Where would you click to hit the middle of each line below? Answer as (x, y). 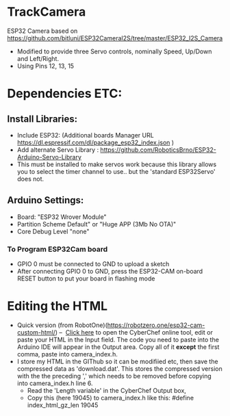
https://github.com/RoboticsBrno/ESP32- (158, 149)
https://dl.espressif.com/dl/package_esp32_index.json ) (95, 142)
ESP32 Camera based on (42, 31)
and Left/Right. (38, 58)
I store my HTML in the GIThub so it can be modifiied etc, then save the (117, 361)
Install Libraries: (42, 119)
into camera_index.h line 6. (55, 383)
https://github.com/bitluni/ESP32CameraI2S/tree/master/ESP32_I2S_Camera (115, 38)
